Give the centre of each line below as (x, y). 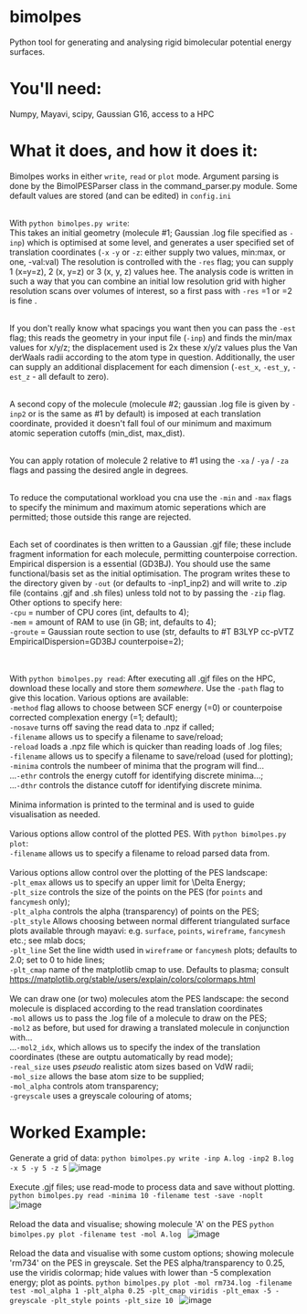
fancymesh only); (40, 901)
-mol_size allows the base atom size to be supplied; (107, 1076)
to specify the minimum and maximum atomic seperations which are (138, 507)
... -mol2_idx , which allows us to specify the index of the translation (135, 1046)
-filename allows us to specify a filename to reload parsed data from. (140, 853)
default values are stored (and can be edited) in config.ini (120, 195)
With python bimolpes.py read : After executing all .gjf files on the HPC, (143, 678)
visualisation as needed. (55, 814)
